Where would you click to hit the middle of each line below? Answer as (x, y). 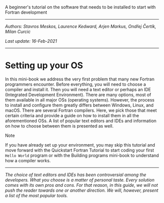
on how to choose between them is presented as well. (59, 126)
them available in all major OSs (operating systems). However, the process (80, 100)
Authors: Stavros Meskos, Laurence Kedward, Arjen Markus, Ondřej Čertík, (81, 26)
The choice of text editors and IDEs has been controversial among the (76, 175)
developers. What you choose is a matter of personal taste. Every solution (80, 180)
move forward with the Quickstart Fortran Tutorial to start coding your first (80, 150)
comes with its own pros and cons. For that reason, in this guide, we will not (82, 185)
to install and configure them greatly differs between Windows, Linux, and (79, 105)
